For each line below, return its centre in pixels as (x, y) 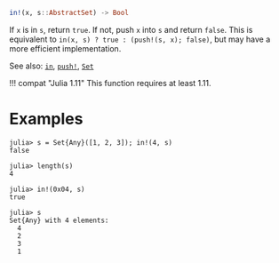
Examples (46, 119)
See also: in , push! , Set (52, 66)
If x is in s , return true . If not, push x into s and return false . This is (131, 29)
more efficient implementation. (65, 48)
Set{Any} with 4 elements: (59, 220)
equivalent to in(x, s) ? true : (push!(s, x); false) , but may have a (140, 39)
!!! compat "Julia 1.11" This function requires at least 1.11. (110, 83)
